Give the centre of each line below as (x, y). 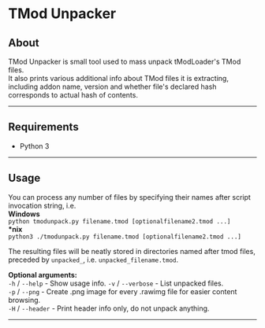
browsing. (24, 300)
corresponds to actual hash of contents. (73, 95)
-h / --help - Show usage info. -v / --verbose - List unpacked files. (116, 283)
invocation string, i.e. (42, 205)
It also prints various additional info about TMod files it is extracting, (118, 78)
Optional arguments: (43, 275)
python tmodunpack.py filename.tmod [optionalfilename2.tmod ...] (119, 221)
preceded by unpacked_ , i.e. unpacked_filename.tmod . (93, 260)
